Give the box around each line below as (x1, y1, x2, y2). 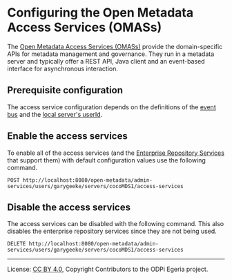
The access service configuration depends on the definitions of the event (7, 102, 216, 111)
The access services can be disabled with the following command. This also (7, 220, 224, 228)
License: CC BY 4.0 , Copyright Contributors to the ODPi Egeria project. (7, 265, 209, 274)
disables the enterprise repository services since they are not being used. (7, 227, 217, 236)
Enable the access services (7, 130, 128, 142)
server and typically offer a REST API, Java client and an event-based (7, 57, 205, 65)
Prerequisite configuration (7, 84, 123, 96)
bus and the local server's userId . (7, 110, 103, 118)
